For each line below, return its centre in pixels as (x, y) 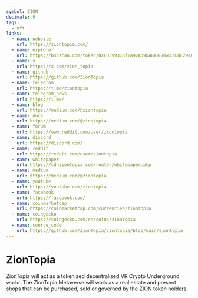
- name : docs (27, 115)
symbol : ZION (22, 11)
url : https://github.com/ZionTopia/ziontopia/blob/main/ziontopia (100, 230)
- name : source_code (37, 225)
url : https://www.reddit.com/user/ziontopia (72, 132)
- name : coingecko (34, 214)
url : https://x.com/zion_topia (55, 66)
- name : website (31, 39)
